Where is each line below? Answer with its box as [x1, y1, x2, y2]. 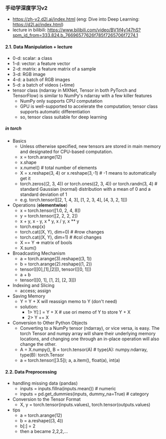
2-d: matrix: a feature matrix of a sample [12, 65, 96, 71]
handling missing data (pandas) [12, 380, 78, 386]
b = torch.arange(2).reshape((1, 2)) [20, 261, 92, 267]
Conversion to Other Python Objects [12, 320, 88, 326]
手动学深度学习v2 [5, 4, 48, 11]
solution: [20, 304, 38, 310]
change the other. [20, 341, 57, 347]
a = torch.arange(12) [20, 412, 63, 418]
